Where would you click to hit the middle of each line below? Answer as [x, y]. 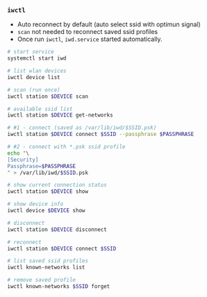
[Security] [23, 160]
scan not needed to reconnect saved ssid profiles [88, 32]
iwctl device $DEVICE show [46, 211]
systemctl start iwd [37, 58]
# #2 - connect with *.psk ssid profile [67, 147]
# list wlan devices [37, 71]
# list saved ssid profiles [48, 261]
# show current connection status [57, 185]
